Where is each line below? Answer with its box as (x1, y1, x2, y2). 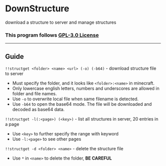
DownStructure (5, 3, 70, 14)
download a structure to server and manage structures (5, 19, 117, 25)
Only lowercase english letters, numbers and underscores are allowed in (12, 85, 160, 91)
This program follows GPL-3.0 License (5, 32, 99, 39)
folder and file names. (12, 91, 57, 97)
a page (5, 122, 20, 127)
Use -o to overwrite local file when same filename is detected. (12, 96, 139, 102)
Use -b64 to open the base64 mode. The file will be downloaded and (12, 101, 152, 107)
